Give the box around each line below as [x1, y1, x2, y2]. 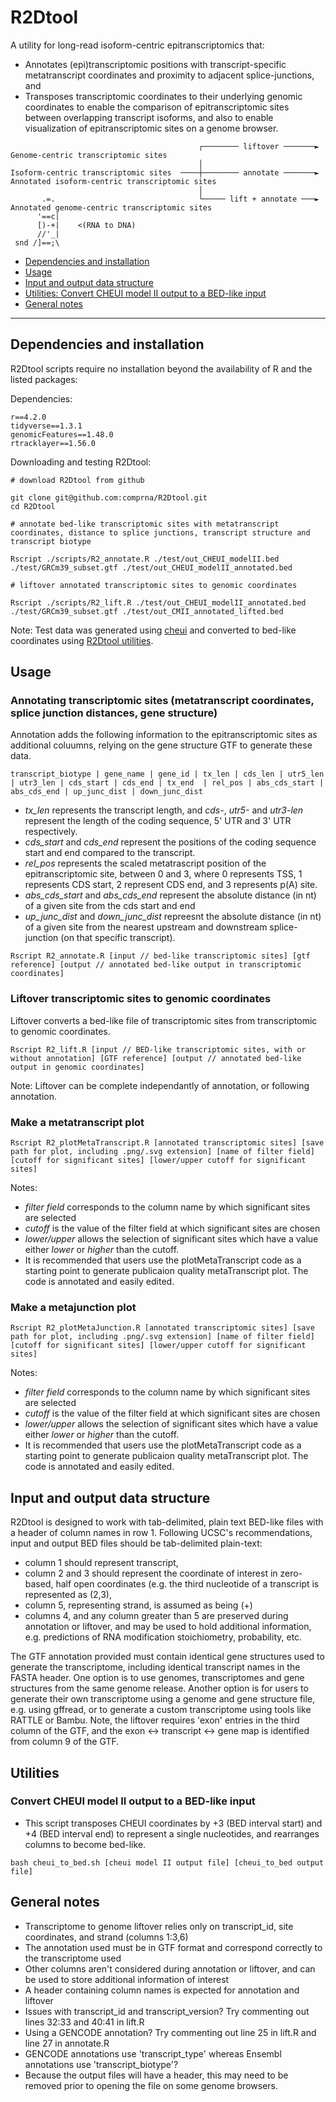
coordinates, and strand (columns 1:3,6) [24, 1931, 189, 1943]
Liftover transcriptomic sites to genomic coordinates [10, 992, 272, 1006]
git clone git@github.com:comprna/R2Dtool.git [10, 492, 208, 503]
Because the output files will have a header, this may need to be [24, 2069, 289, 2081]
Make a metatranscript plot [10, 1115, 145, 1129]
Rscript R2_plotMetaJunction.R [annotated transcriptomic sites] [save [10, 1323, 315, 1333]
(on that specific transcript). [60, 932, 176, 944]
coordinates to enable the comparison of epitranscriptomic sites [24, 101, 290, 113]
